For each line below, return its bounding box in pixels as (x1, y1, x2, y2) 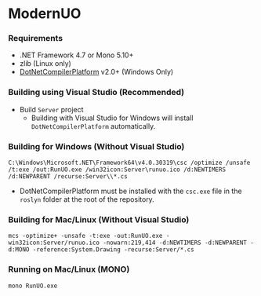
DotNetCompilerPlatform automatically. (31, 121, 156, 130)
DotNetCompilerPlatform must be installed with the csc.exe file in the (19, 186, 242, 196)
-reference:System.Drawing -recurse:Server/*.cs (32, 246, 194, 254)
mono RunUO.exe (8, 282, 58, 290)
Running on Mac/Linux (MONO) (8, 264, 130, 275)
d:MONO (8, 246, 30, 254)
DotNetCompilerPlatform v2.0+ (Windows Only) (19, 68, 174, 77)
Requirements (8, 33, 63, 44)
